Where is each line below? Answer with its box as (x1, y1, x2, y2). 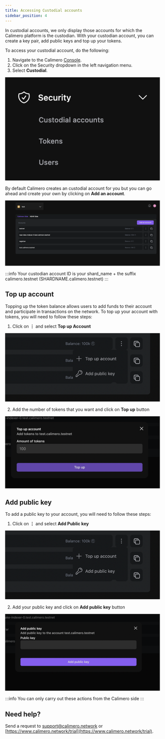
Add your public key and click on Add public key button (12, 604, 125, 610)
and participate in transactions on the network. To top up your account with (5, 308, 158, 314)
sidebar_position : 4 (5, 13, 48, 18)
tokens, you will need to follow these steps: (5, 313, 92, 320)
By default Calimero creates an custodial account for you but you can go (5, 185, 152, 191)
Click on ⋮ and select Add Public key (12, 521, 89, 527)
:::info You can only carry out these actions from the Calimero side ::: (5, 696, 144, 702)
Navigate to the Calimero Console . (12, 57, 82, 63)
